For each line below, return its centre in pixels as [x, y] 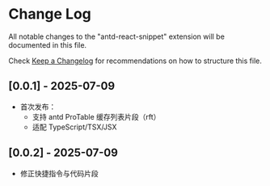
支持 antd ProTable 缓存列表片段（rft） [96, 116]
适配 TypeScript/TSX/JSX [74, 127]
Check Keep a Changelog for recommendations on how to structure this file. [135, 61]
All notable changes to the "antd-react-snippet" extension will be [116, 36]
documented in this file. [48, 44]
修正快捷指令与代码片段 [59, 173]
